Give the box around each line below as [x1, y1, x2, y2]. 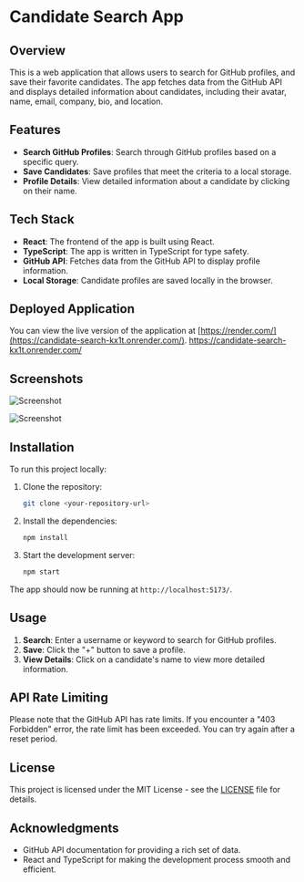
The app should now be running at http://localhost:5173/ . [9, 584, 233, 595]
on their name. [22, 185, 77, 196]
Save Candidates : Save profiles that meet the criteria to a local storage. [22, 166, 292, 177]
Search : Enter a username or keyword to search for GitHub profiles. [22, 634, 277, 645]
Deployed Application [9, 301, 135, 316]
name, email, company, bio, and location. [9, 96, 164, 107]
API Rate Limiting [9, 690, 109, 705]
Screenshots [9, 371, 84, 387]
